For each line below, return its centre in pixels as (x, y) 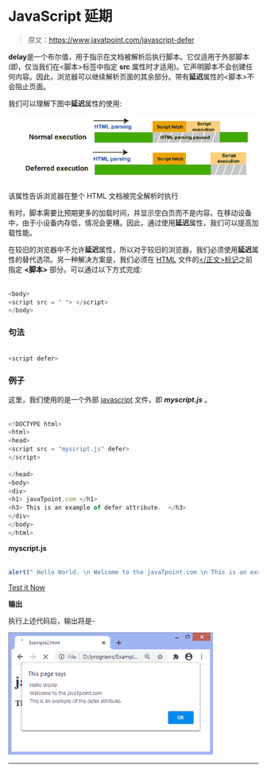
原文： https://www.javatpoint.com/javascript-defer (111, 40)
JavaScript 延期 (60, 16)
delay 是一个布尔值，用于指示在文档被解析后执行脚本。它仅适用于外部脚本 (129, 56)
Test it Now (27, 587)
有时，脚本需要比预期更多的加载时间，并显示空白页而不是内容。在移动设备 (130, 212)
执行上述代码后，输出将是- (52, 620)
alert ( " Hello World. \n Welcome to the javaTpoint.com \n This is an (128, 572)
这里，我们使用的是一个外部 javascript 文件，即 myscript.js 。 (110, 399)
